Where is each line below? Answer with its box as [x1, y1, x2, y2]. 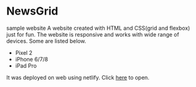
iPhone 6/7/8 [15, 55, 48, 63]
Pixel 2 [15, 49, 32, 56]
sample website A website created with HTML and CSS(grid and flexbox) [6, 24, 190, 32]
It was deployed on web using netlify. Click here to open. [6, 74, 150, 81]
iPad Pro [15, 62, 37, 69]
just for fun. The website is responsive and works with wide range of [6, 30, 179, 38]
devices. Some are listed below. [6, 37, 86, 44]
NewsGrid [6, 4, 58, 18]
